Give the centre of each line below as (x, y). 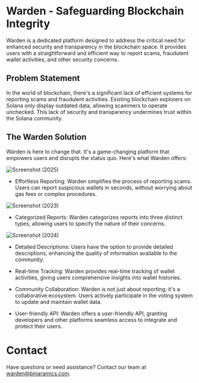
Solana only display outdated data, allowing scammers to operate (87, 105)
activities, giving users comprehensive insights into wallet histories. (98, 278)
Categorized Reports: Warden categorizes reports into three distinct (99, 217)
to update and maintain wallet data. (58, 301)
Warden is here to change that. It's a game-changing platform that (88, 152)
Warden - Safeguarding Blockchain (95, 11)
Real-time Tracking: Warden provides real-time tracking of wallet (95, 271)
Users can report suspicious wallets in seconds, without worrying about (104, 188)
